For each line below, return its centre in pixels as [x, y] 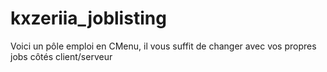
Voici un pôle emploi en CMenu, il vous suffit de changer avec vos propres [163, 46]
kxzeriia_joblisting [88, 18]
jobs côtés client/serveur [61, 56]
